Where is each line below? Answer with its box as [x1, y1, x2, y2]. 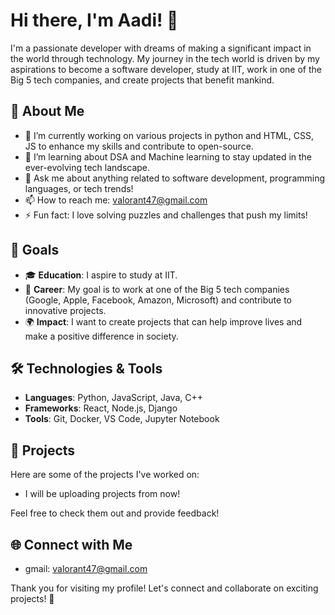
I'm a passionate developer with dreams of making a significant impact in [10, 42, 312, 54]
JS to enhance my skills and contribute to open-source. [24, 140, 254, 152]
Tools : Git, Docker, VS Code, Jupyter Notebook [24, 413, 220, 425]
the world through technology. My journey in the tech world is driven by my [10, 52, 320, 64]
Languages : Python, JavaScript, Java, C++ [24, 392, 204, 404]
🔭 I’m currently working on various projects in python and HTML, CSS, [24, 129, 314, 141]
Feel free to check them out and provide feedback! [10, 507, 220, 519]
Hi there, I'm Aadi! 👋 [10, 9, 179, 32]
